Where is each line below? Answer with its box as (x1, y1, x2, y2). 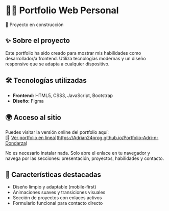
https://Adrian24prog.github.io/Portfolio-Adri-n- (58, 135, 159, 141)
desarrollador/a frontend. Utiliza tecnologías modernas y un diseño (5, 55, 147, 61)
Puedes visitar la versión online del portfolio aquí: (5, 129, 109, 135)
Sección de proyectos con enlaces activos (12, 195, 102, 201)
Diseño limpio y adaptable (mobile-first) (12, 184, 96, 190)
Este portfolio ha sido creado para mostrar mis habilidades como (5, 50, 141, 56)
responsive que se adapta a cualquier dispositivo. (5, 61, 110, 67)
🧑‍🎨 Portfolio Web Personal (5, 5, 119, 16)
